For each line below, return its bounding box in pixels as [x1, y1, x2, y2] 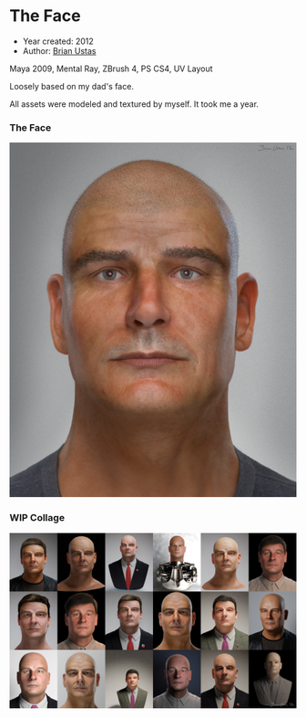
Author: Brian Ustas [22, 45, 97, 56]
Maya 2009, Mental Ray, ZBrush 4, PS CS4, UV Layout [9, 63, 213, 74]
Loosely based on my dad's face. [9, 80, 135, 91]
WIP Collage [9, 512, 66, 524]
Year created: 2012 [22, 36, 94, 47]
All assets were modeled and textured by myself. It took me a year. [9, 98, 260, 110]
